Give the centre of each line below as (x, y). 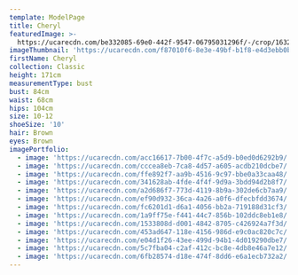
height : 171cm (35, 75)
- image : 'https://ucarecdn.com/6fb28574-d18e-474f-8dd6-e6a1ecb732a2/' (154, 257)
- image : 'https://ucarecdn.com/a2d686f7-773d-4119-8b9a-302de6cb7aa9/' (154, 191)
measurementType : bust (51, 83)
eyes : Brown (31, 141)
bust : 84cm (29, 91)
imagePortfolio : (39, 149)
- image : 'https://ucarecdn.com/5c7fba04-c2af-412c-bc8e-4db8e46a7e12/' (154, 248)
